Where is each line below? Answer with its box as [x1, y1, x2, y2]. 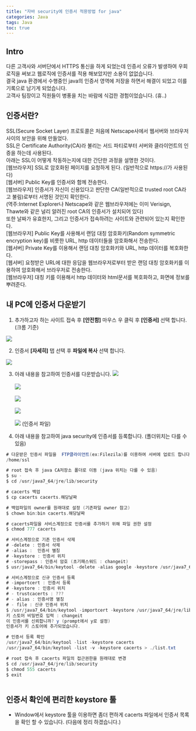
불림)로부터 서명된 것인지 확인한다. [12, 193, 90, 200]
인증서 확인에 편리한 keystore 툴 [6, 694, 117, 705]
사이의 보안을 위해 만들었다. [6, 135, 69, 142]
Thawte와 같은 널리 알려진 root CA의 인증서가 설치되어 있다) [6, 208, 144, 215]
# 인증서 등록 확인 [6, 634, 45, 640]
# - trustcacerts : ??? [6, 591, 64, 597]
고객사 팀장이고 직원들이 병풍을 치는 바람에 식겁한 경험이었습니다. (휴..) [6, 92, 167, 99]
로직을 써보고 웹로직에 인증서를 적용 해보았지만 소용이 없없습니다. [6, 70, 155, 77]
